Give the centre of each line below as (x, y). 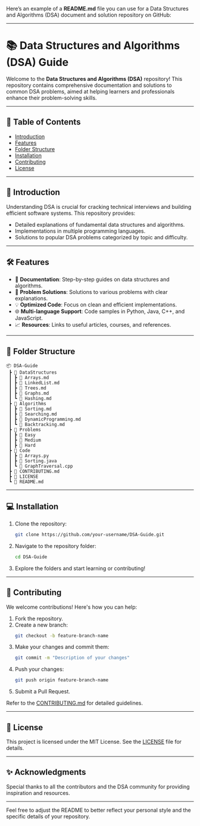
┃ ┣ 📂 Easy (22, 435)
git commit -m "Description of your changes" (72, 658)
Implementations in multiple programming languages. (80, 231)
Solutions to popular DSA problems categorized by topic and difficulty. (101, 237)
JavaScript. (29, 318)
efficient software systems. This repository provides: (71, 213)
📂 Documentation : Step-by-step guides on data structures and (92, 280)
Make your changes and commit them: (62, 647)
